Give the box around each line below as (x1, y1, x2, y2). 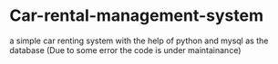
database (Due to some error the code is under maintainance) (9, 44, 242, 55)
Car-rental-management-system (9, 5, 264, 26)
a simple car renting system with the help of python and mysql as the (9, 35, 269, 46)
